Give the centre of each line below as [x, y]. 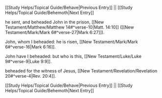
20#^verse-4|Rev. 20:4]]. [31, 76]
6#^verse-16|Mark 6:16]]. [31, 47]
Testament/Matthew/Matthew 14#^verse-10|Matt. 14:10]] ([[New [69, 27]
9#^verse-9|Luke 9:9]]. [28, 61]
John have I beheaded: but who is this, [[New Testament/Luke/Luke [73, 56]
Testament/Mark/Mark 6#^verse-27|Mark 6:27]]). [55, 32]
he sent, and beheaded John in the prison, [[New [55, 22]
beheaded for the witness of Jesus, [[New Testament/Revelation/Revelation [81, 71]
